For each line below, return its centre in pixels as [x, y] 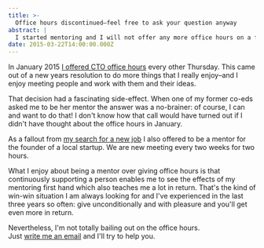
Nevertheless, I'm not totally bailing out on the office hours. [104, 228]
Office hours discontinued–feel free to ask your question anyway [126, 23]
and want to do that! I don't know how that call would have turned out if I [125, 115]
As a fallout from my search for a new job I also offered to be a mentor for [127, 139]
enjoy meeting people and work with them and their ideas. [102, 84]
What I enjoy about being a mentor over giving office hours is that [114, 171]
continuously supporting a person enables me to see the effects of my [122, 179]
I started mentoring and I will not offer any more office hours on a [133, 37]
